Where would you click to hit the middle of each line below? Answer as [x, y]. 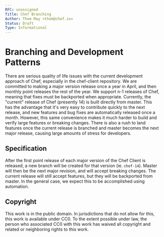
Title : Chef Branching [28, 14]
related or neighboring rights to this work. [47, 229]
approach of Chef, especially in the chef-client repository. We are [71, 81]
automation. [17, 186]
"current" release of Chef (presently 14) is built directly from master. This [79, 102]
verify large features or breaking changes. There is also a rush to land [75, 123]
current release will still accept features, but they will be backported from [79, 176]
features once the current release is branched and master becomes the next [82, 128]
